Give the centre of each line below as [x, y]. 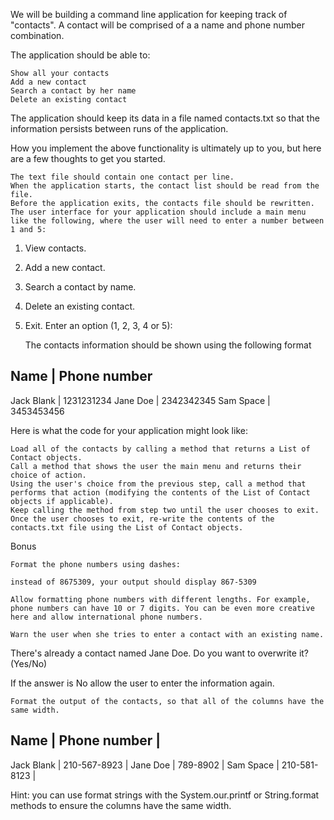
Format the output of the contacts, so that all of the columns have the [167, 701]
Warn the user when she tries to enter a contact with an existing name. [167, 634]
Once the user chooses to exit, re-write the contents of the [142, 519]
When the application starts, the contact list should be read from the [165, 186]
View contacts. [55, 248]
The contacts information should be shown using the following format [168, 345]
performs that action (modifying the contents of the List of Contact [160, 492]
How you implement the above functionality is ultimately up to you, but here [166, 148]
